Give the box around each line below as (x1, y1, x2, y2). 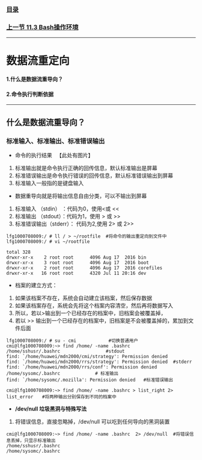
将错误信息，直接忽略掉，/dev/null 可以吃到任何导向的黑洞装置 (14, 418, 170, 425)
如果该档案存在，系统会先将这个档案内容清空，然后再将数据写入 (14, 301, 173, 309)
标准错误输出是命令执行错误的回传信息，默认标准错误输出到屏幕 (14, 172, 173, 179)
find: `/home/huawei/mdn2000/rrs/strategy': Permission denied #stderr (6, 359, 192, 365)
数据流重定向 (6, 54, 70, 68)
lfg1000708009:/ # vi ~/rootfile (6, 238, 90, 245)
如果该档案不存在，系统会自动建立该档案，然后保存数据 (14, 294, 152, 301)
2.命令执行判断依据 (6, 90, 54, 98)
